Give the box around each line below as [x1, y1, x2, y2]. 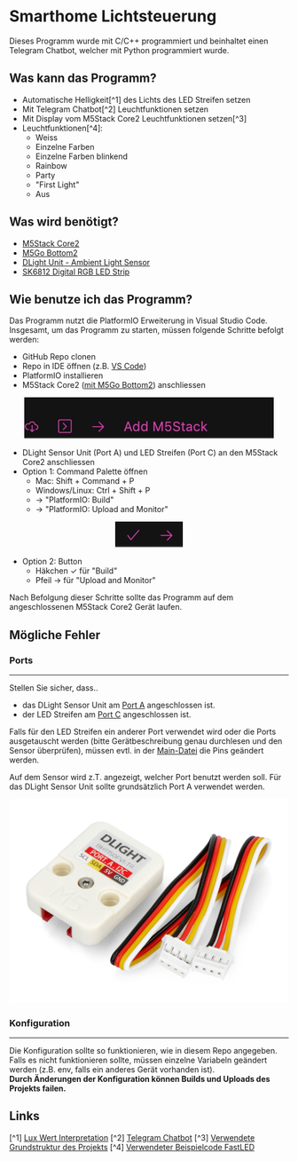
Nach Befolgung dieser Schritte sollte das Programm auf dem [9, 592, 234, 603]
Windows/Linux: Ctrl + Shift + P [35, 486, 151, 496]
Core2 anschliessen [21, 457, 96, 468]
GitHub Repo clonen [21, 351, 96, 362]
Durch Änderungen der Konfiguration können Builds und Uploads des [9, 1074, 271, 1085]
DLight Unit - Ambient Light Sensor [21, 257, 151, 267]
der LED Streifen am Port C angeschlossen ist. [21, 709, 192, 720]
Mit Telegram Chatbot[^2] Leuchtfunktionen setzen [21, 104, 209, 115]
